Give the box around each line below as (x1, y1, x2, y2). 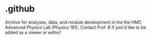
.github (5, 3, 35, 14)
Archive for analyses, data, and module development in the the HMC (5, 19, 142, 25)
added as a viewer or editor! (5, 29, 62, 35)
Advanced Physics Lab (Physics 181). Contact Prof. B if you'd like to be (5, 24, 147, 30)
